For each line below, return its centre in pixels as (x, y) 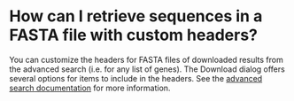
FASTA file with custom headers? (134, 35)
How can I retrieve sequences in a (136, 16)
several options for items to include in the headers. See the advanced (136, 78)
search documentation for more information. (90, 88)
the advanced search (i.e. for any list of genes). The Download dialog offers (147, 69)
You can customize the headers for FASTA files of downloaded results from (146, 59)
